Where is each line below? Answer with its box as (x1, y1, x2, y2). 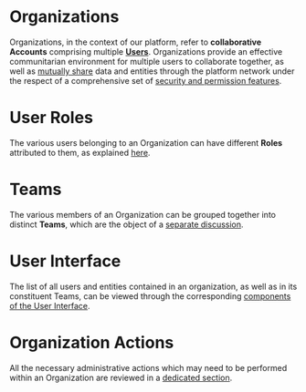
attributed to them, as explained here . (9, 147, 151, 158)
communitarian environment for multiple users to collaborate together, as (9, 56, 285, 67)
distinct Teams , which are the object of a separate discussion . (9, 219, 244, 230)
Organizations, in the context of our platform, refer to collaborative (9, 36, 262, 47)
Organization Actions (9, 332, 174, 353)
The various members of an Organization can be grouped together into (9, 209, 277, 220)
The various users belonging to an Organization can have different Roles (9, 137, 283, 148)
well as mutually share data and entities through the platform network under (9, 66, 295, 77)
